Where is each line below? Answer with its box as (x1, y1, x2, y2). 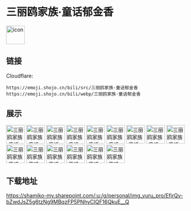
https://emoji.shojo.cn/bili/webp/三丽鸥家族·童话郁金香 (6, 91, 141, 97)
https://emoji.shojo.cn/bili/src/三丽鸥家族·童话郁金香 (6, 85, 138, 90)
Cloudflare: (6, 72, 34, 79)
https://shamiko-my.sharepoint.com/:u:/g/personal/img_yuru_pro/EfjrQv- (6, 192, 183, 199)
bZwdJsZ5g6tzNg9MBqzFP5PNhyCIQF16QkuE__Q (6, 199, 129, 206)
